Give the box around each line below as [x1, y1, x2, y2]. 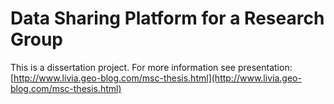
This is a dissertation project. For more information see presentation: [10, 61, 293, 73]
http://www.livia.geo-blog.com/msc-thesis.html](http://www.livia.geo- [13, 72, 302, 84]
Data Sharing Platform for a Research [10, 7, 325, 30]
